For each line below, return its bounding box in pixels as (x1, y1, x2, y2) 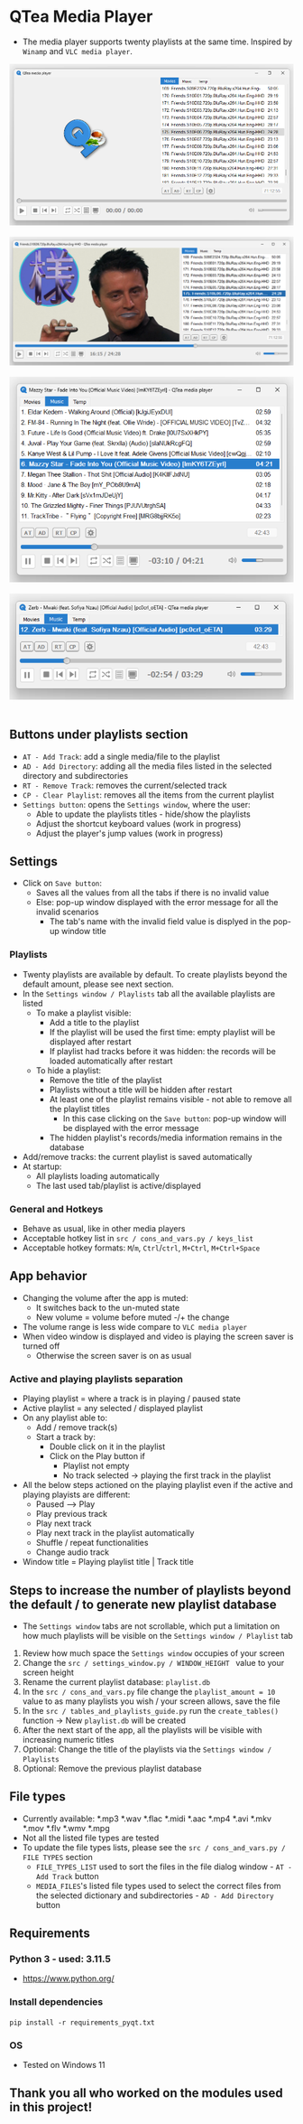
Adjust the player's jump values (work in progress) (35, 828, 224, 838)
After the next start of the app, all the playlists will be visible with (22, 1724, 262, 1736)
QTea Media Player (9, 6, 153, 27)
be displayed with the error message (62, 1122, 199, 1133)
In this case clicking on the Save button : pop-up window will (62, 1113, 287, 1124)
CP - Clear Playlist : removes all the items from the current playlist (22, 789, 275, 800)
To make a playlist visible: (35, 1007, 132, 1018)
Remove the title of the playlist (49, 1074, 162, 1085)
